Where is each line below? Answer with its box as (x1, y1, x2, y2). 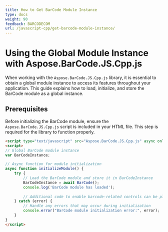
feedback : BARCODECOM (5, 21, 50, 26)
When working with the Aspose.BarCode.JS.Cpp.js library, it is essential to (5, 74, 156, 80)
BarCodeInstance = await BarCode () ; (23, 180, 99, 185)
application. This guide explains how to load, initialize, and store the (5, 85, 144, 91)
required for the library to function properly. (5, 128, 95, 135)
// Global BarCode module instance (5, 148, 79, 153)
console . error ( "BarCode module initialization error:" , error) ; (23, 208, 160, 213)
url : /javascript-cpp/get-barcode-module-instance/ (5, 26, 115, 31)
